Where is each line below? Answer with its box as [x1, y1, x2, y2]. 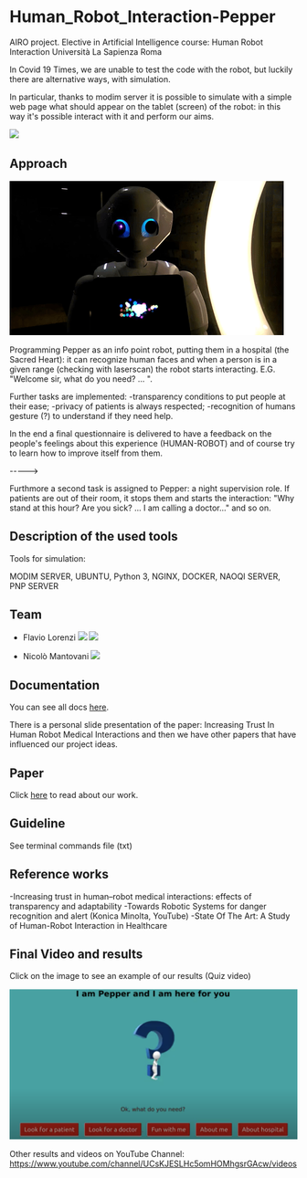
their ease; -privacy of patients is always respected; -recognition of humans [9, 400, 296, 412]
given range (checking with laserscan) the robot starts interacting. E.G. [9, 363, 276, 374]
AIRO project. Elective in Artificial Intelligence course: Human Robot [9, 37, 263, 47]
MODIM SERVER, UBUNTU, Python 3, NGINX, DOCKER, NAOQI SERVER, [9, 571, 281, 582]
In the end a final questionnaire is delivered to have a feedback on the [9, 427, 272, 439]
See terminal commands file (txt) [9, 840, 132, 851]
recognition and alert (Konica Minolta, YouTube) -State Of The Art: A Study [9, 910, 291, 921]
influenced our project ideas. [9, 739, 119, 750]
